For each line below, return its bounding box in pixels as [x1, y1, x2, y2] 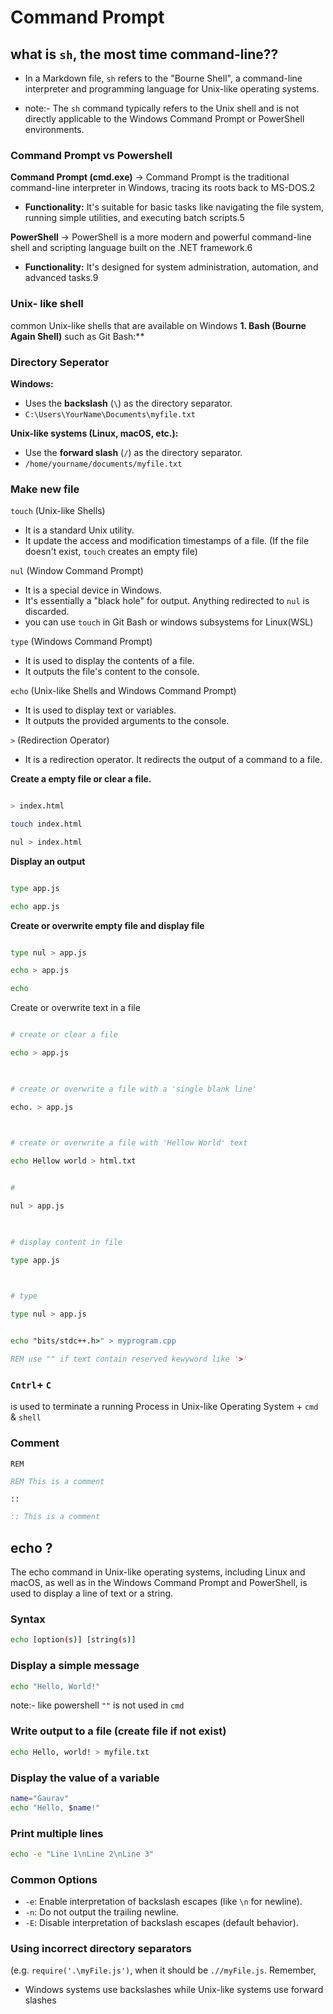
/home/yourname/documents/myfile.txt [24, 459, 183, 469]
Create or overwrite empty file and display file [10, 919, 205, 931]
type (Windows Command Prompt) [10, 636, 153, 648]
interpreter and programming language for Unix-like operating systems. [24, 83, 320, 95]
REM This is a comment [10, 1476, 105, 1486]
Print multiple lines [10, 1826, 104, 1840]
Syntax [10, 1612, 46, 1626]
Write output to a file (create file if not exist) [10, 1724, 227, 1738]
